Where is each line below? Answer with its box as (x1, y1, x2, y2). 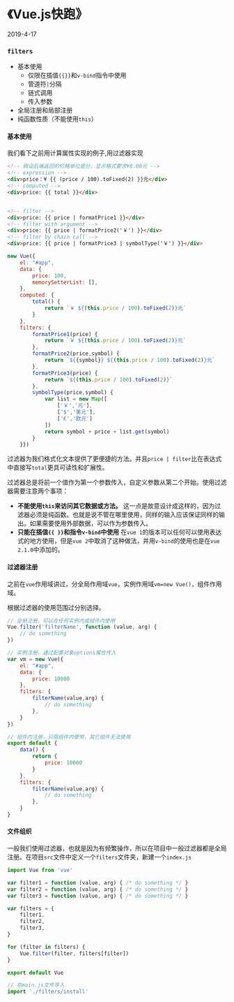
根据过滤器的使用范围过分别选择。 (7, 603, 105, 611)
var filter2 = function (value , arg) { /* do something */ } (7, 885, 189, 893)
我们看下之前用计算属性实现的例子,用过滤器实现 (7, 149, 144, 157)
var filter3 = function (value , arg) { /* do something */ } (7, 892, 189, 899)
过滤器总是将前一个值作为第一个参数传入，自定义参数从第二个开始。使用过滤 (7, 478, 227, 486)
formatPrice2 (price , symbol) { (32, 350, 120, 357)
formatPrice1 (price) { (32, 331, 98, 337)
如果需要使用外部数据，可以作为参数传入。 (29, 519, 152, 528)
